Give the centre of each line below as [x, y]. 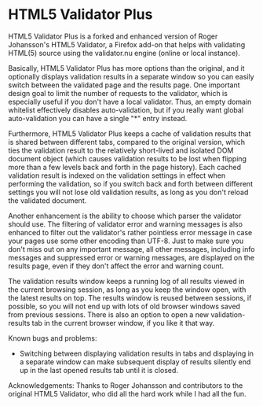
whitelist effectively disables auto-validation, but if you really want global [126, 110]
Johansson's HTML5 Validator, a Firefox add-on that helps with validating [127, 44]
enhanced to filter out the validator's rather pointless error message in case [130, 232]
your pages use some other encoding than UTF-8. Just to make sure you [126, 241]
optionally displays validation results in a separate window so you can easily [131, 76]
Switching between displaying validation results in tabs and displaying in [136, 353]
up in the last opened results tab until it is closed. [99, 370]
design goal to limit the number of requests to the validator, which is [118, 93]
